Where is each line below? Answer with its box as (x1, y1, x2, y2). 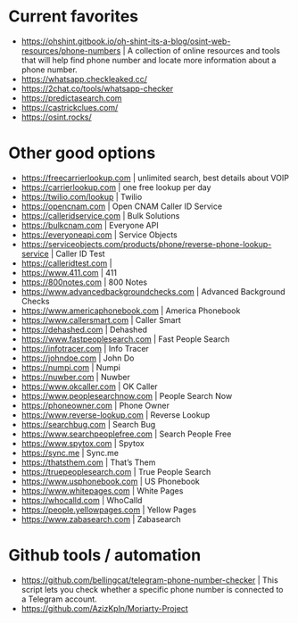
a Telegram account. (21, 594, 97, 604)
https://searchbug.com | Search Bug (21, 419, 156, 429)
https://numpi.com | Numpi (21, 361, 121, 372)
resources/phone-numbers (21, 45, 121, 55)
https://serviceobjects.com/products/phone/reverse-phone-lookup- (21, 238, 272, 249)
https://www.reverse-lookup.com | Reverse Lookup (21, 409, 211, 420)
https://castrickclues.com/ (21, 102, 119, 112)
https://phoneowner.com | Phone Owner (21, 400, 170, 411)
